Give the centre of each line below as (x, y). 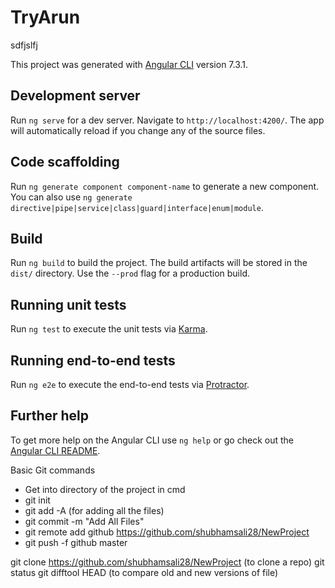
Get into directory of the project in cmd (105, 489)
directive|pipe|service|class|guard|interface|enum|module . (137, 207)
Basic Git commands (53, 470)
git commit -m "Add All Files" (84, 521)
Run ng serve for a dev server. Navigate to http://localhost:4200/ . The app (167, 120)
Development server (75, 96)
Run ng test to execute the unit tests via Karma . (109, 329)
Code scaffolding (65, 162)
